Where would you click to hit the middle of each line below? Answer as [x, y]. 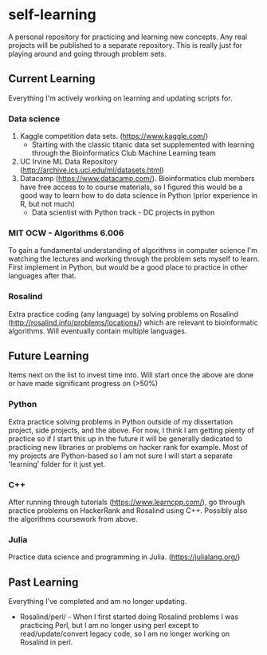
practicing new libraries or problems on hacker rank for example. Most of [128, 447]
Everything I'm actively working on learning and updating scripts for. [120, 98]
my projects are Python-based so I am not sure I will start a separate [121, 456]
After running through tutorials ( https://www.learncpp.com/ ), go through [127, 502]
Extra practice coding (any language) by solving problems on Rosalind [124, 314]
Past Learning [43, 582]
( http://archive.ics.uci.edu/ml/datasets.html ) [92, 170]
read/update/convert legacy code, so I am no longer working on [125, 634]
